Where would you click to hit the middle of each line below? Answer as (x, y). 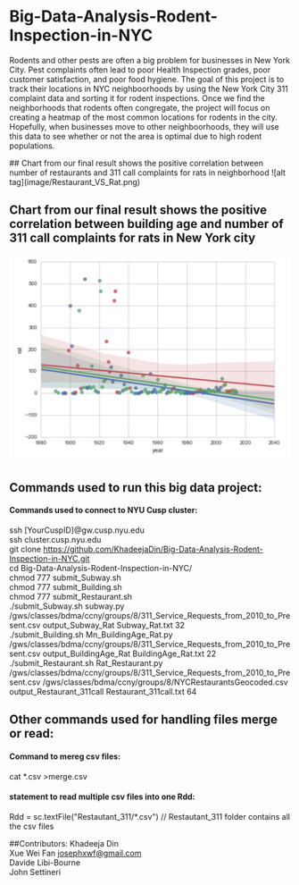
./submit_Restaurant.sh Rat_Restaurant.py (86, 662)
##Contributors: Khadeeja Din (64, 843)
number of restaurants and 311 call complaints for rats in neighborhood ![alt (147, 173)
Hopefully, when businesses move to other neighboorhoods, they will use (144, 126)
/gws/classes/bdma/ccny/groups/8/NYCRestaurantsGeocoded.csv (165, 682)
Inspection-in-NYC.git (50, 558)
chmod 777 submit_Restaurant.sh (71, 596)
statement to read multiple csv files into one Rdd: (102, 796)
